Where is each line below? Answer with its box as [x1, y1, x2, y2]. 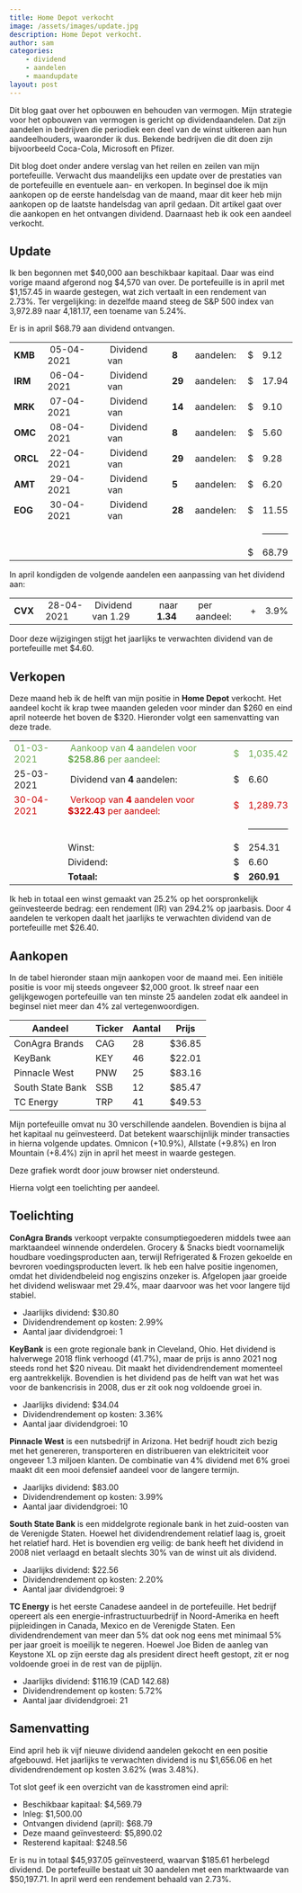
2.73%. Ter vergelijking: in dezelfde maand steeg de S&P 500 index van [9, 296, 274, 307]
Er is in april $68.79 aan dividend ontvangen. [9, 323, 175, 334]
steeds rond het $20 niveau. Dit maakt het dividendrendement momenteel [9, 1362, 283, 1373]
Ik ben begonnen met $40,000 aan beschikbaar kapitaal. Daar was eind [9, 267, 274, 279]
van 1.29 [92, 611, 130, 623]
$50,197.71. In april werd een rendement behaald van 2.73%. [9, 1873, 232, 1884]
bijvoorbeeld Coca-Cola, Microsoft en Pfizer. [9, 143, 175, 154]
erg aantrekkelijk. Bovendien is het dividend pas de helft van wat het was [9, 1372, 280, 1383]
